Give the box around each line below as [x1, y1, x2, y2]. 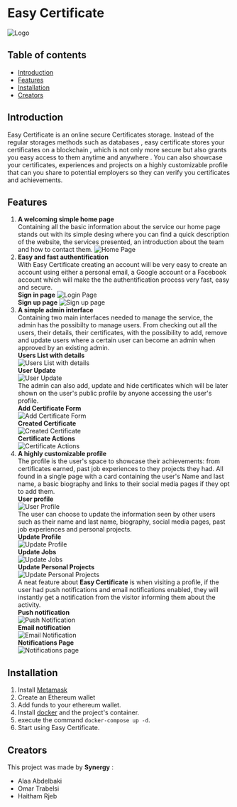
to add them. [17, 487, 55, 496]
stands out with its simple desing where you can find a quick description [17, 230, 229, 239]
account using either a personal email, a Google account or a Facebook [17, 268, 227, 277]
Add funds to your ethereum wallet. [17, 701, 122, 710]
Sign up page [17, 298, 58, 307]
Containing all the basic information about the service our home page [17, 223, 221, 231]
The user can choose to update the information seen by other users [17, 510, 216, 519]
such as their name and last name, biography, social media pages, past [17, 517, 226, 526]
